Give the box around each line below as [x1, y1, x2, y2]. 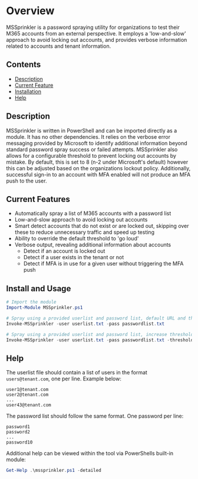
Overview [6, 4, 55, 18]
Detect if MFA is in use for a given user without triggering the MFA [23, 260, 184, 267]
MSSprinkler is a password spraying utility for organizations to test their [6, 24, 180, 31]
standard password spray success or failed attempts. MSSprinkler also [6, 146, 178, 153]
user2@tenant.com [6, 392, 49, 398]
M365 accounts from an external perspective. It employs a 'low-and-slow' [6, 30, 187, 37]
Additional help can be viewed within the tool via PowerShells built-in [6, 450, 174, 457]
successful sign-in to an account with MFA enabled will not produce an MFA [6, 171, 191, 178]
